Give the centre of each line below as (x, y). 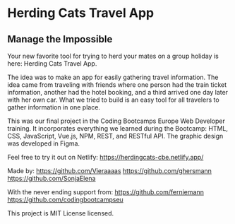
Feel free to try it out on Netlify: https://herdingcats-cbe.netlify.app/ (106, 157)
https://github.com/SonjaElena (52, 178)
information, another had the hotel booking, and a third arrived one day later (117, 92)
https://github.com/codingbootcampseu (65, 200)
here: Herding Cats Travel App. (52, 64)
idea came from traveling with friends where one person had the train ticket (117, 85)
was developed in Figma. (43, 143)
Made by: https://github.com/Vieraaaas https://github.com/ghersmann (109, 171)
